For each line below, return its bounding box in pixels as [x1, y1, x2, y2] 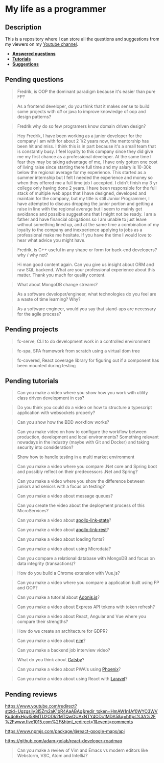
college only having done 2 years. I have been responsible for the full [17, 185, 157, 191]
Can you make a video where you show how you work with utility [17, 390, 148, 396]
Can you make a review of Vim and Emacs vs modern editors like [17, 747, 148, 753]
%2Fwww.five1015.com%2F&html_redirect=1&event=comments [5, 719, 133, 725]
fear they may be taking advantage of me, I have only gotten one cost [17, 159, 158, 165]
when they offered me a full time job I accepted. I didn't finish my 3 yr [17, 179, 158, 185]
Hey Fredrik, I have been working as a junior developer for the [17, 133, 142, 139]
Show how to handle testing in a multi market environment [17, 454, 135, 460]
